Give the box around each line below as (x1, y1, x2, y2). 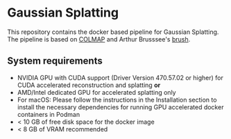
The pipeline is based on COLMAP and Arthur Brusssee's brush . (7, 35, 191, 43)
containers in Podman (17, 110, 80, 118)
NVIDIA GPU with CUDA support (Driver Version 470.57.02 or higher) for (17, 73, 223, 82)
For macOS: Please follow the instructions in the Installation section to (17, 95, 217, 104)
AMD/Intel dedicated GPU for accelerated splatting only (17, 88, 176, 96)
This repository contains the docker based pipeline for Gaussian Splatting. (7, 28, 219, 36)
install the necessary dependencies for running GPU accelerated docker (17, 102, 224, 111)
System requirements (7, 55, 103, 67)
